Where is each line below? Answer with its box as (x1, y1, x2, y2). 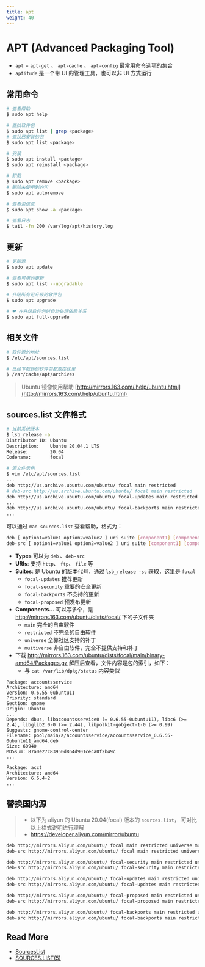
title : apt (6, 9, 34, 15)
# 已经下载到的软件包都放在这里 (6, 366, 76, 372)
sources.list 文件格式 (6, 409, 87, 420)
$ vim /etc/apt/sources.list (6, 471, 81, 477)
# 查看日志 (6, 217, 31, 224)
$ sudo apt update (6, 264, 53, 270)
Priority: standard (6, 695, 56, 701)
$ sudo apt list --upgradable (6, 280, 84, 287)
